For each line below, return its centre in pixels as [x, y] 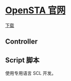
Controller [21, 42]
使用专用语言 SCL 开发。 [31, 73]
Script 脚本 [22, 60]
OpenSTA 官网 [35, 10]
